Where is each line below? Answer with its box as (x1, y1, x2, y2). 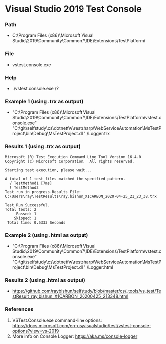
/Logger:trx (86, 131, 110, 137)
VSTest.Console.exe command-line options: (12, 317, 102, 323)
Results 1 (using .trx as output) (5, 143, 81, 150)
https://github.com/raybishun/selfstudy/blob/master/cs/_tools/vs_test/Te (12, 288, 161, 294)
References (5, 306, 34, 313)
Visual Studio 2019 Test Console (5, 3, 142, 15)
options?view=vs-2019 (12, 328, 59, 334)
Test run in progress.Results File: (5, 189, 81, 194)
